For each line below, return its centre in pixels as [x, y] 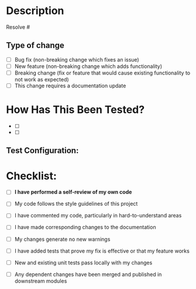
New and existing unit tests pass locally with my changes [83, 263]
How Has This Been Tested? [75, 110]
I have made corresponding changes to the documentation [85, 227]
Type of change [35, 45]
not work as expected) [42, 79]
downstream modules [41, 281]
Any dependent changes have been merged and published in [88, 274]
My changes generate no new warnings [62, 239]
